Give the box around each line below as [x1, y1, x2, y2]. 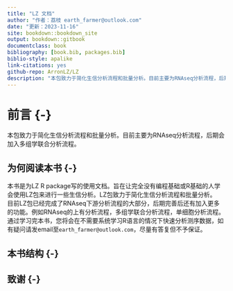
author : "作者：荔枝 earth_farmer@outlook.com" [7, 17, 142, 24]
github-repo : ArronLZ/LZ [7, 68, 79, 75]
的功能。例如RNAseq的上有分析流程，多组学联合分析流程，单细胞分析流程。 [7, 208, 225, 216]
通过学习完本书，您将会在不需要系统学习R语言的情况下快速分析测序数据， [7, 217, 218, 225]
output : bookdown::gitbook [7, 36, 85, 43]
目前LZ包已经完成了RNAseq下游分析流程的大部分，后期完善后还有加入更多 [7, 199, 221, 208]
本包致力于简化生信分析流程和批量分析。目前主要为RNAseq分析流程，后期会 [7, 131, 225, 140]
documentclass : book [7, 42, 67, 49]
